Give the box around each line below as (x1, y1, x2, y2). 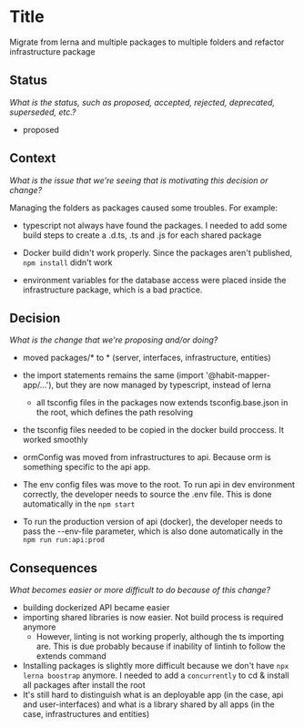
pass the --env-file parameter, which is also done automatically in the (22, 526, 284, 537)
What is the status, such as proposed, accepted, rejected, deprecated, (9, 97, 276, 108)
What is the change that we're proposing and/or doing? (9, 334, 218, 345)
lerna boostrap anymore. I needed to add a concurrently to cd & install (22, 670, 289, 681)
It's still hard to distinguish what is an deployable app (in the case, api (22, 690, 284, 701)
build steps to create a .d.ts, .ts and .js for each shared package (22, 230, 262, 241)
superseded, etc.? (9, 107, 76, 118)
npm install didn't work (22, 257, 113, 268)
